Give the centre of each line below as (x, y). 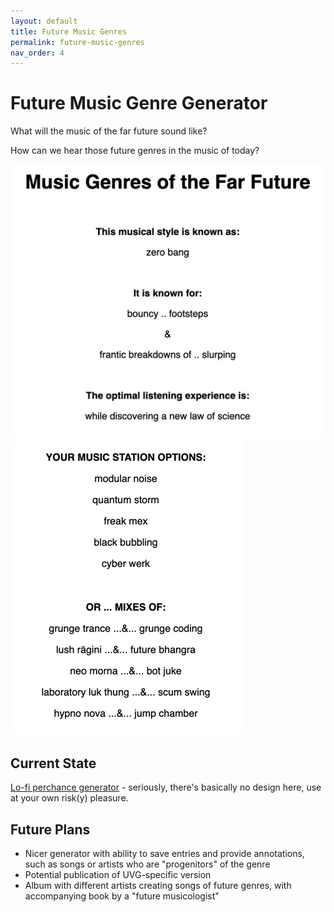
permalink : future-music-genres (77, 42)
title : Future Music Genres (69, 31)
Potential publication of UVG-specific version (118, 875)
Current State (53, 763)
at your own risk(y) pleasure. (69, 798)
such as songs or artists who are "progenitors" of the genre (147, 864)
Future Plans (50, 829)
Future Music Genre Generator (139, 103)
